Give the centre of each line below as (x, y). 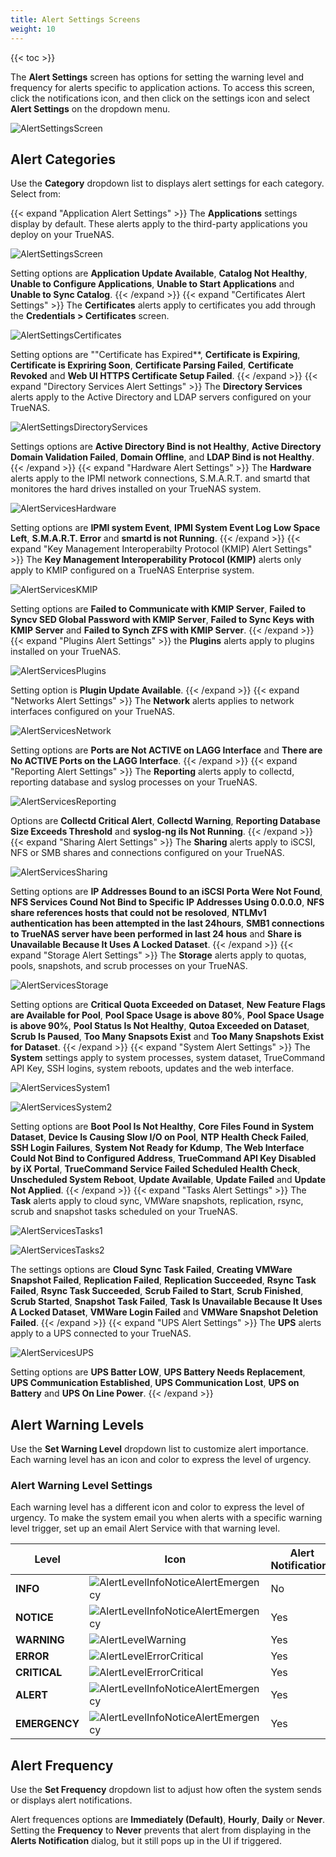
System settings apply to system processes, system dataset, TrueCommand (168, 1058)
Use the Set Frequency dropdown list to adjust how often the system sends (166, 1790)
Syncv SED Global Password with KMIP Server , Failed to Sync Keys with (162, 620)
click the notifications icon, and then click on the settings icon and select (160, 98)
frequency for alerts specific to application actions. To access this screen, (162, 87)
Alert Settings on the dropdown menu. (90, 108)
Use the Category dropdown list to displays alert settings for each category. (167, 183)
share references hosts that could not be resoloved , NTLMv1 (138, 913)
